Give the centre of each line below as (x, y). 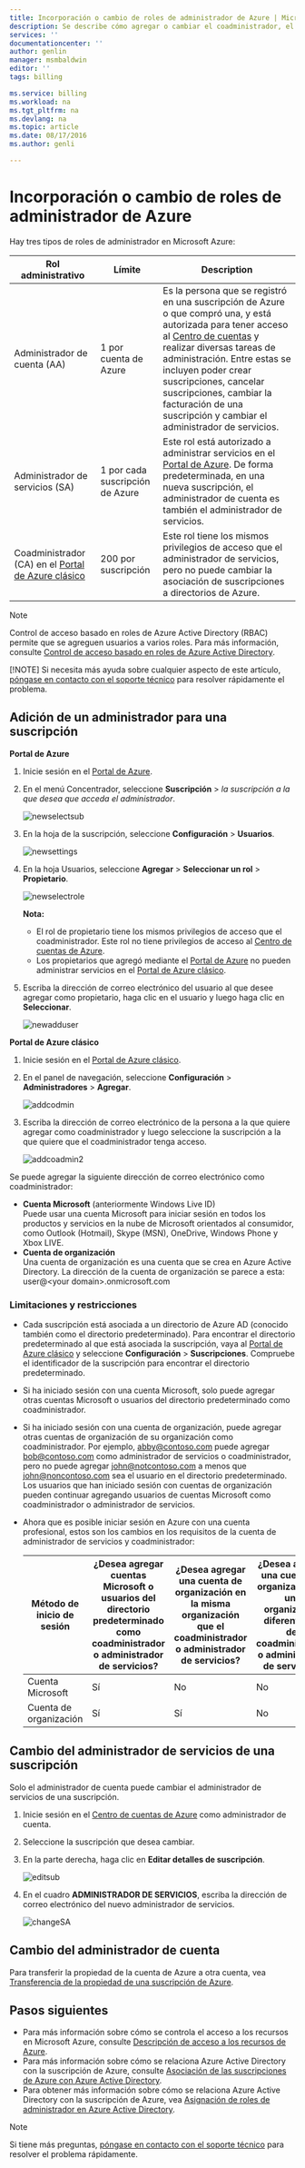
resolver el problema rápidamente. (74, 2154)
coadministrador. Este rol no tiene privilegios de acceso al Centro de (164, 940)
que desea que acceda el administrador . (98, 798)
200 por (118, 558)
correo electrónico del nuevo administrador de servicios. (128, 1904)
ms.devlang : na (38, 119)
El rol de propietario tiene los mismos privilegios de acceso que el (159, 931)
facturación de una (203, 403)
